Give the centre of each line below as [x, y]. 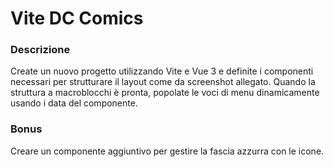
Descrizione [40, 50]
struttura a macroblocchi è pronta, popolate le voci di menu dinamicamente [165, 93]
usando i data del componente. [74, 103]
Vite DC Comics [77, 18]
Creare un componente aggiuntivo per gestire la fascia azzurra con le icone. [167, 151]
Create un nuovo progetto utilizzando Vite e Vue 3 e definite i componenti [162, 71]
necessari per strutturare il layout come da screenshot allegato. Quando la [163, 82]
